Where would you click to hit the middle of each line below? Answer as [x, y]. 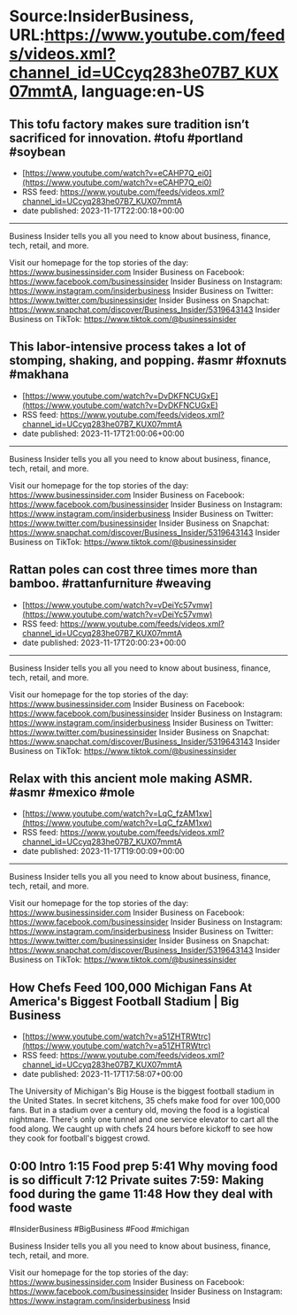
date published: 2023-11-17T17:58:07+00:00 [103, 1074]
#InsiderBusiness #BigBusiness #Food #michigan [99, 1229]
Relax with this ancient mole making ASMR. [131, 779]
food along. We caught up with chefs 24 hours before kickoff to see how [141, 1129]
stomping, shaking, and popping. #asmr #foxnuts [148, 361]
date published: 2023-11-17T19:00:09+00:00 [103, 851]
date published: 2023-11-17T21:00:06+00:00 [103, 433]
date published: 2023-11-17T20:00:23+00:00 [104, 642]
